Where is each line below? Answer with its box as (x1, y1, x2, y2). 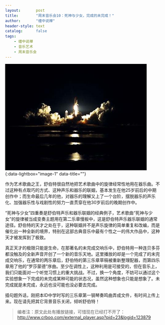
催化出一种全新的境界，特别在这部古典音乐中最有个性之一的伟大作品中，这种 (5, 228, 160, 234)
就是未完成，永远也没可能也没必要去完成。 (13, 282, 100, 288)
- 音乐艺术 (14, 44, 33, 49)
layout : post (5, 8, 45, 13)
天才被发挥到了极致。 (5, 234, 48, 240)
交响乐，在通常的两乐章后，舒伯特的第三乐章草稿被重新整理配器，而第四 (9, 257, 156, 263)
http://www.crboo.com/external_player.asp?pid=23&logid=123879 (17, 314, 151, 320)
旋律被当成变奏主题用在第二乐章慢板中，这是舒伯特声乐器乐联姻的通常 (15, 216, 158, 222)
